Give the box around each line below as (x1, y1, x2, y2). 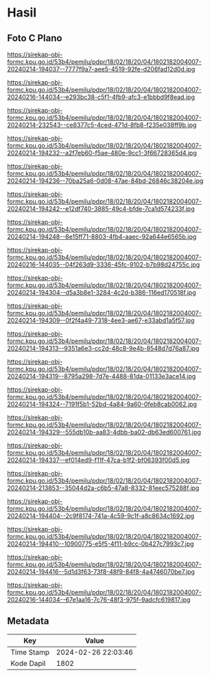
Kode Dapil (10, 658, 46, 668)
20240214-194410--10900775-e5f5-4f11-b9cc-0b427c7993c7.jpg (7, 540, 194, 548)
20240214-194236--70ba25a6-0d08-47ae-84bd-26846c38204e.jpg (7, 177, 204, 185)
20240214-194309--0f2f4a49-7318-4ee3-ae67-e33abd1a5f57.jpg (7, 316, 195, 324)
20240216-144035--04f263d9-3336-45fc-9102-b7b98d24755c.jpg (7, 260, 200, 269)
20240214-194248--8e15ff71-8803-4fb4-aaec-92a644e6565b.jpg (7, 232, 197, 241)
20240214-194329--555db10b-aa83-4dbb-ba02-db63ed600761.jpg (7, 428, 201, 436)
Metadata (7, 615, 49, 627)
